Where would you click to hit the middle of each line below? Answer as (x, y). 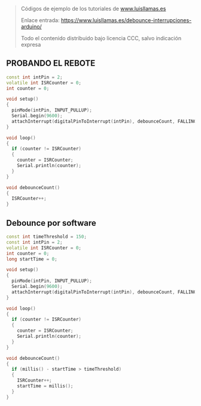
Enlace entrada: (40, 20)
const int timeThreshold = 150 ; (46, 237)
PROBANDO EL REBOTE (51, 63)
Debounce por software (51, 223)
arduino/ (31, 27)
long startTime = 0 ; (32, 259)
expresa (31, 45)
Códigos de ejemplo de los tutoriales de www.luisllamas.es (93, 9)
